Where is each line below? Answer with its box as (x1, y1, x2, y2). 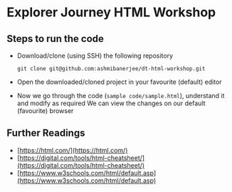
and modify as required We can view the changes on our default (16, 99, 206, 107)
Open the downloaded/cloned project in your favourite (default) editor (16, 78, 222, 86)
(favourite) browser (16, 107, 74, 114)
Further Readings (6, 127, 85, 139)
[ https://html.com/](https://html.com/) (16, 146, 128, 154)
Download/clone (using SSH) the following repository (16, 51, 174, 60)
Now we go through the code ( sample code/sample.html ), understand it (16, 92, 225, 100)
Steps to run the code (6, 33, 105, 45)
